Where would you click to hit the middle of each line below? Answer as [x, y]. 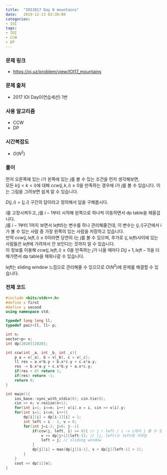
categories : [18, 19]
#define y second [24, 307]
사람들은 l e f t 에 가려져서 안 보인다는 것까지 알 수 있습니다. [60, 244]
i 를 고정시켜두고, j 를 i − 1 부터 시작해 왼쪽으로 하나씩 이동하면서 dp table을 [77, 212]
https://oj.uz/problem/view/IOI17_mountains [57, 72]
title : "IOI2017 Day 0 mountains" [42, 10]
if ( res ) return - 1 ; [35, 376]
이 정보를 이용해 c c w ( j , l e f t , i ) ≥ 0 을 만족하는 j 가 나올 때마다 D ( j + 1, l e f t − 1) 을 [80, 250]
